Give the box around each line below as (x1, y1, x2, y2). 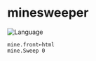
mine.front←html (7, 41, 55, 48)
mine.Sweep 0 (7, 47, 46, 54)
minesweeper (7, 5, 89, 21)
